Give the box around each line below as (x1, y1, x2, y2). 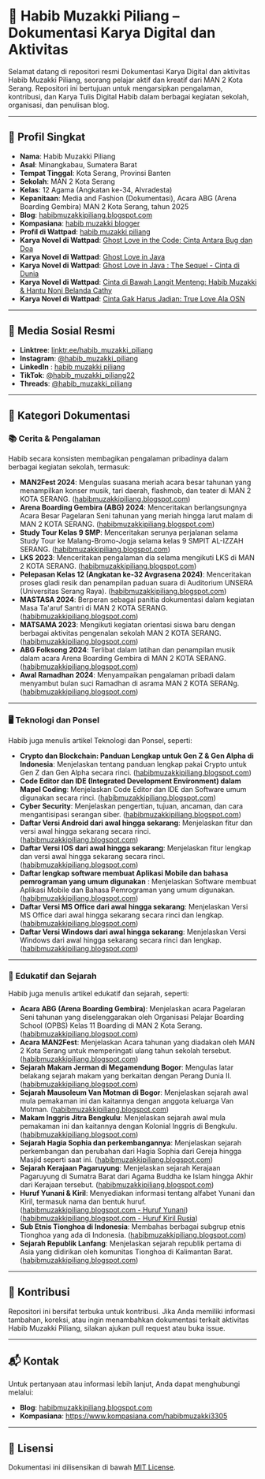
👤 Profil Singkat (8, 130, 86, 144)
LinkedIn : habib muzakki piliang (19, 362, 125, 372)
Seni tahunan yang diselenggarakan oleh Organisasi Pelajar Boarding (19, 1012, 244, 1021)
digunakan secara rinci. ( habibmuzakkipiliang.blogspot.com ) (19, 793, 217, 802)
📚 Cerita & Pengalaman (8, 433, 101, 444)
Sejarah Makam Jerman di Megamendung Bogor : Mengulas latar (19, 1063, 234, 1072)
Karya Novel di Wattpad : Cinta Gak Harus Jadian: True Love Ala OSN (19, 293, 246, 303)
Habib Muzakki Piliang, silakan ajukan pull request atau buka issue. (8, 1323, 226, 1332)
